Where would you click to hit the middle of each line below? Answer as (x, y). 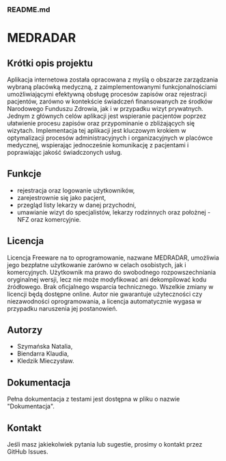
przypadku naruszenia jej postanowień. (62, 308)
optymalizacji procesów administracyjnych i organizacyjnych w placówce (110, 138)
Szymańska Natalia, (45, 347)
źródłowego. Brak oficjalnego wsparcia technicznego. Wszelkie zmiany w (110, 286)
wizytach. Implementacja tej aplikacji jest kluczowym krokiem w (97, 130)
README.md (29, 10)
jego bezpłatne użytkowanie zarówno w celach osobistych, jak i (97, 264)
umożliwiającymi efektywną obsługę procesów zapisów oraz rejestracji (107, 94)
